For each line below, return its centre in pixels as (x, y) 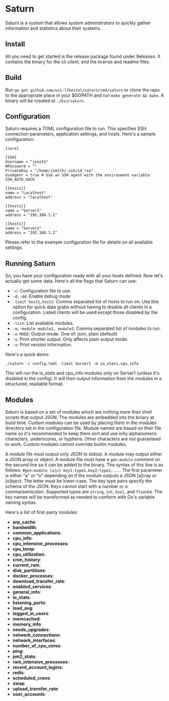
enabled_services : (32, 587)
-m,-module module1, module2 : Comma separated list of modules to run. (87, 328)
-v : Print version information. (42, 345)
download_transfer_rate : (39, 581)
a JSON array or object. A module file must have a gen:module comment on (83, 459)
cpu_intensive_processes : (41, 544)
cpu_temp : (24, 549)
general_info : (27, 592)
